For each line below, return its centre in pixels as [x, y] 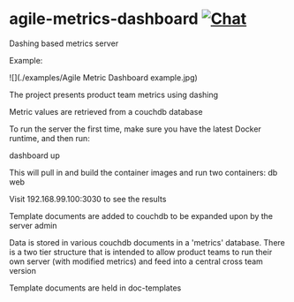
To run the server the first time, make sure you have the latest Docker [136, 129]
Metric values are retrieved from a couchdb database [106, 111]
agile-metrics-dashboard [104, 19]
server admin [33, 225]
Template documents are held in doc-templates [95, 288]
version [23, 270]
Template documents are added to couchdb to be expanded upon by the [141, 215]
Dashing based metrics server [64, 43]
